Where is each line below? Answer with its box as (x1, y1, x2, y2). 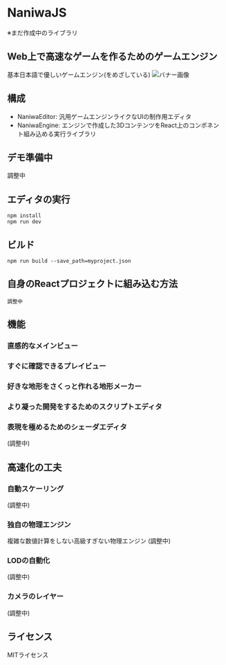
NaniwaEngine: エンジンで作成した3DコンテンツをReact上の (17, 121, 189, 129)
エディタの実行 (7, 194, 70, 205)
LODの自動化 (7, 556, 50, 565)
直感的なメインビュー (7, 341, 78, 350)
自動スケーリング (7, 484, 64, 494)
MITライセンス (7, 650, 49, 659)
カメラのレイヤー (7, 592, 64, 601)
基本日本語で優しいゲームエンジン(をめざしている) (7, 71, 151, 79)
